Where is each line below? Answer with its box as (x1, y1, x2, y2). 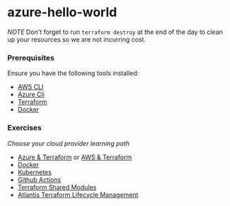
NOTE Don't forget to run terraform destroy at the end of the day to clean (7, 28, 223, 36)
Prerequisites (7, 52, 54, 62)
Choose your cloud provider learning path (7, 139, 130, 147)
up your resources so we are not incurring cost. (7, 35, 146, 43)
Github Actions (17, 175, 62, 184)
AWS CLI (17, 83, 44, 91)
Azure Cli (17, 90, 45, 99)
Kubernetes (17, 168, 52, 176)
